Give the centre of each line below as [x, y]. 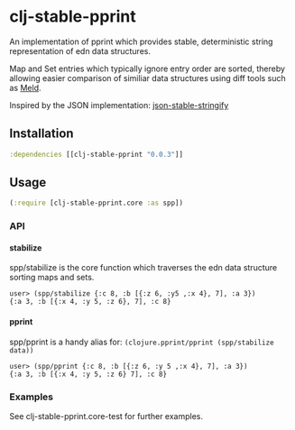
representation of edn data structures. [80, 50]
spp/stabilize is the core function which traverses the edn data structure [143, 268]
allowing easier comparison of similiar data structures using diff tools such [147, 78]
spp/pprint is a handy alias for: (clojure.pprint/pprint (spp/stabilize [142, 342]
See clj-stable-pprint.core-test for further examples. [106, 416]
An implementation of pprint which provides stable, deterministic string [141, 41]
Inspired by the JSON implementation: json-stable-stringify [119, 105]
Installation [41, 134]
